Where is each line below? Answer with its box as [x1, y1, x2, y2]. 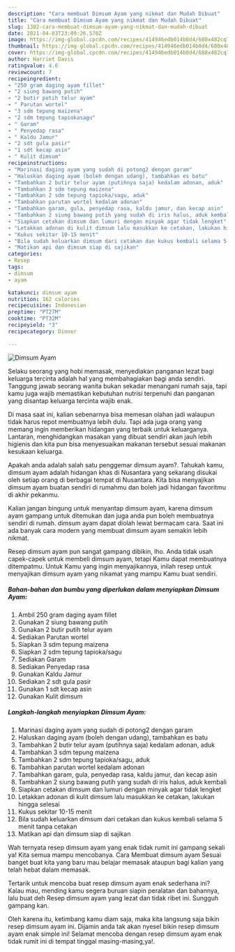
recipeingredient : [8, 75, 61, 82]
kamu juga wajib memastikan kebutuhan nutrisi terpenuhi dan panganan [8, 389, 215, 397]
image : [8, 36, 27, 43]
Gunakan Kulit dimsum [17, 692, 83, 701]
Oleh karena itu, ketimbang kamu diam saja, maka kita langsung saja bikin [8, 914, 220, 923]
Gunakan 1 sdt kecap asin [17, 684, 92, 693]
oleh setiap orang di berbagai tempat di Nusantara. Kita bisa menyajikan [8, 476, 215, 484]
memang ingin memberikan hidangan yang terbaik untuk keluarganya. [8, 425, 209, 433]
